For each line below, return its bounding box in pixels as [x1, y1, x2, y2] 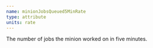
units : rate [6, 19, 36, 25]
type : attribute [6, 14, 46, 20]
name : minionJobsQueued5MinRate [6, 8, 86, 15]
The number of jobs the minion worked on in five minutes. [6, 36, 148, 43]
